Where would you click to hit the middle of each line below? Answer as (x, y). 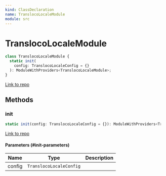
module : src (17, 19)
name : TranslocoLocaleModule (35, 14)
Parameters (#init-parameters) (38, 145)
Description (99, 158)
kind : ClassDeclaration (30, 10)
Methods (19, 100)
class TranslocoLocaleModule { (37, 57)
